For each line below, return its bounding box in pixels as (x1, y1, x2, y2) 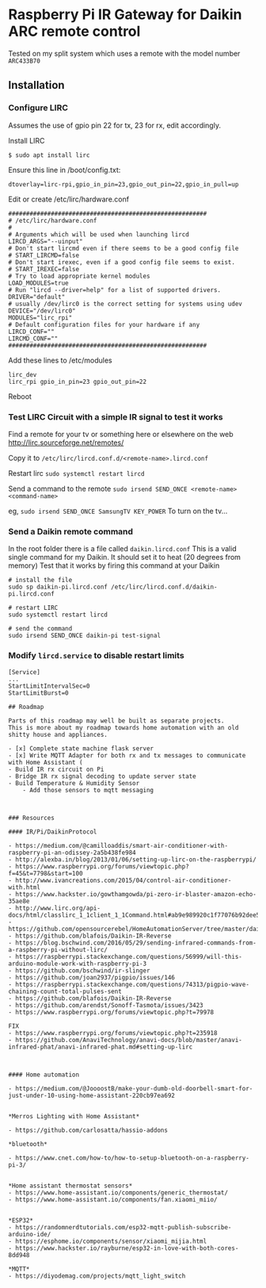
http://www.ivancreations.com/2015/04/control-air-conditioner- (15, 876, 232, 884)
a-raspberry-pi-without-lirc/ (8, 945, 108, 953)
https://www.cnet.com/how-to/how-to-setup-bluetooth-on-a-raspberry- (15, 1154, 249, 1162)
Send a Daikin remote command (8, 526, 133, 537)
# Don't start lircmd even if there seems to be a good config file (8, 244, 239, 252)
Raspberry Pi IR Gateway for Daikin (8, 6, 242, 24)
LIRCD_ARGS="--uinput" (8, 237, 83, 245)
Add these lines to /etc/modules (8, 355, 112, 365)
